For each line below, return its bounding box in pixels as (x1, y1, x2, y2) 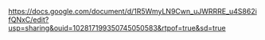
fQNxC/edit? (8, 15, 49, 24)
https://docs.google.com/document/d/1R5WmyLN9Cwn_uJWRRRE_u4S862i (8, 7, 257, 16)
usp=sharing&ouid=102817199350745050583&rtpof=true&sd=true (8, 24, 226, 32)
